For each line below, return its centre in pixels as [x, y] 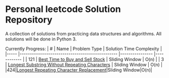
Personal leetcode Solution [63, 9]
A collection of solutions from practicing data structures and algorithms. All [83, 33]
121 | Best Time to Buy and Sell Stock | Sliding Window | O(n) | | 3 [96, 59]
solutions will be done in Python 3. [41, 39]
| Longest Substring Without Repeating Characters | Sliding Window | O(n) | [84, 64]
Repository [29, 20]
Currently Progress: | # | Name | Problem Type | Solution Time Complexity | [84, 48]
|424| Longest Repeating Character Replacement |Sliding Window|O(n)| [79, 70]
